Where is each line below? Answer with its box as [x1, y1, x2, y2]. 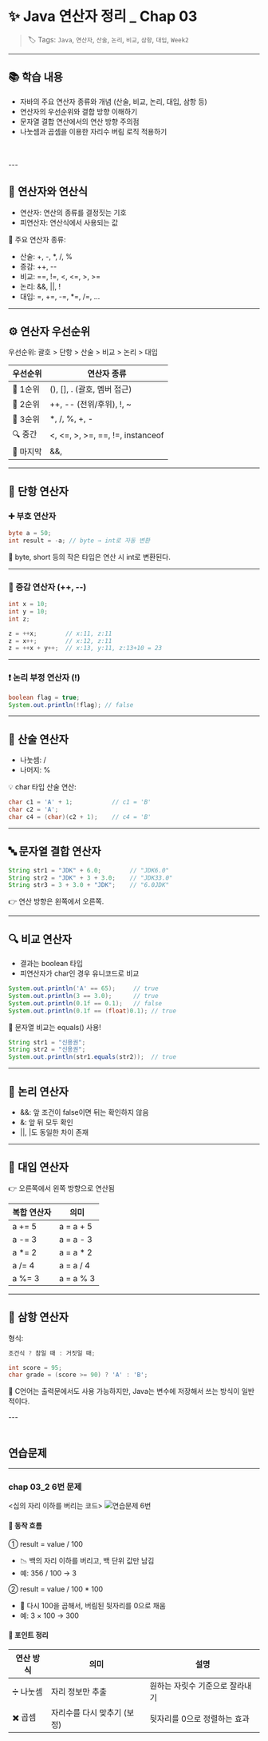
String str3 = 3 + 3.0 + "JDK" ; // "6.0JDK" [8, 881, 170, 889]
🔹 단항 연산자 [8, 485, 69, 498]
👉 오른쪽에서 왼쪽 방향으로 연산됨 [8, 1183, 116, 1192]
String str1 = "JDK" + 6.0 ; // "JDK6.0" [8, 866, 170, 874]
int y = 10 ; [8, 607, 48, 616]
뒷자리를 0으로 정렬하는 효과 [149, 1713, 250, 1724]
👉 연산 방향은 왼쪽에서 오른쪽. [8, 896, 104, 906]
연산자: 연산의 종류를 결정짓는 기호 [19, 207, 127, 217]
